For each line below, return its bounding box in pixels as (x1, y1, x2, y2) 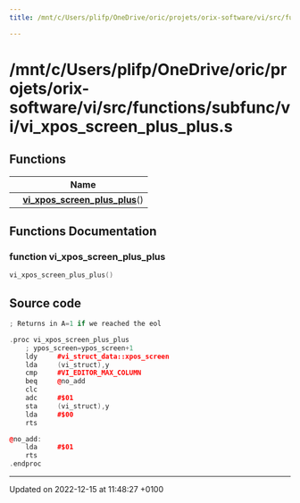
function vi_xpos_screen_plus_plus (9, 250, 166, 263)
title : (9, 13, 34, 22)
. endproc (9, 459, 42, 469)
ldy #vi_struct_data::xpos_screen (25, 352, 170, 361)
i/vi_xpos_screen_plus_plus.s (9, 116, 234, 137)
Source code (9, 296, 82, 311)
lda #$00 (25, 410, 74, 419)
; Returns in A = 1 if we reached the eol (9, 319, 162, 328)
